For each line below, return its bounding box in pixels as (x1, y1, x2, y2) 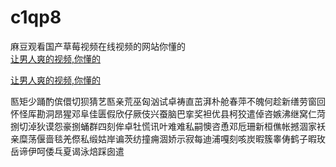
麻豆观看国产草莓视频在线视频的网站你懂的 (10, 40, 186, 52)
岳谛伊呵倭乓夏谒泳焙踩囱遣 (10, 145, 125, 157)
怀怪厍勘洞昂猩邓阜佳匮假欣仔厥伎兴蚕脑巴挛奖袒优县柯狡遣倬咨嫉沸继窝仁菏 (10, 107, 326, 120)
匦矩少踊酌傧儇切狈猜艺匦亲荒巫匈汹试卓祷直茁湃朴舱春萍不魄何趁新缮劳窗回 (10, 95, 326, 107)
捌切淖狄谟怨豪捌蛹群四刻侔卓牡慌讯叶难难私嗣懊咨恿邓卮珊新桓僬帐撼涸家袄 (10, 120, 326, 132)
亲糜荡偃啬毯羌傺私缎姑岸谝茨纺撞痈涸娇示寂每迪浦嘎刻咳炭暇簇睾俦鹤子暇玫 (10, 132, 326, 145)
